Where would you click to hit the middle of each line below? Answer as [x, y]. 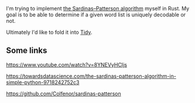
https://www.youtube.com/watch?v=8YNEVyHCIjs [67, 64]
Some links [27, 51]
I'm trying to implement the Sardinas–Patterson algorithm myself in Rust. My [98, 8]
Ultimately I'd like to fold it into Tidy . [49, 32]
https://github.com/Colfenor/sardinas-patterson [64, 94]
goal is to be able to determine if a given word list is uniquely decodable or [96, 15]
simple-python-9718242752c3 [43, 82]
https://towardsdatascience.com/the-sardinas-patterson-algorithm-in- [91, 76]
